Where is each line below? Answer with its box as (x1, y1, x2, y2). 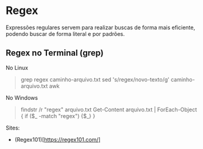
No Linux (5, 64, 29, 71)
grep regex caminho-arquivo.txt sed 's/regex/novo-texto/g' (20, 75, 170, 83)
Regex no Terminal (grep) (5, 48, 104, 58)
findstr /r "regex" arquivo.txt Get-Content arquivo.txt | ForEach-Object (20, 106, 198, 113)
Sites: (5, 124, 20, 131)
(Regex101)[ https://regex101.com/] (14, 136, 101, 143)
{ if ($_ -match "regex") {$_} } (20, 112, 96, 119)
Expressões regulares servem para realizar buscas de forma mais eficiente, (5, 24, 196, 31)
